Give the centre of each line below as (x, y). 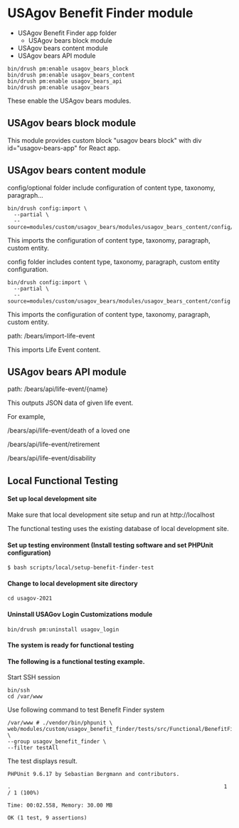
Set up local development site (52, 499)
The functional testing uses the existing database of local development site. (118, 528)
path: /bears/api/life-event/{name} (58, 389)
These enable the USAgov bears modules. (69, 101)
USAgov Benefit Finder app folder (67, 33)
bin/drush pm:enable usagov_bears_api (65, 81)
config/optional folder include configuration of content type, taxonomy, (111, 188)
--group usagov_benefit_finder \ (57, 742)
